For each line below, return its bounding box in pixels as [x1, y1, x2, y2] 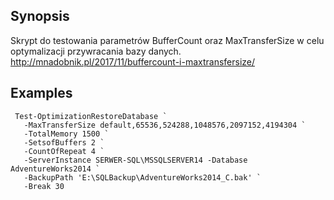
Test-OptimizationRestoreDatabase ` [14, 111, 168, 121]
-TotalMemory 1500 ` [23, 129, 110, 139]
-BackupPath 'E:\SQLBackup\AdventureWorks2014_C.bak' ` [23, 172, 262, 183]
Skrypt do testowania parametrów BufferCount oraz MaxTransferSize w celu [10, 34, 325, 46]
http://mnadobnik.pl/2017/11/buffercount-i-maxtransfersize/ [10, 55, 256, 68]
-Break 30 [23, 181, 65, 191]
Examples [10, 85, 73, 102]
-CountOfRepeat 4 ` [23, 146, 105, 156]
